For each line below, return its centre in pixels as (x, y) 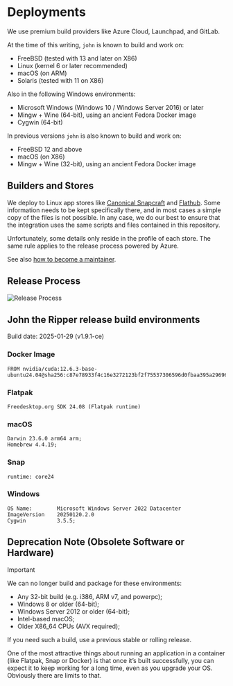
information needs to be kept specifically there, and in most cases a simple (114, 210)
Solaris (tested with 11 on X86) (60, 80)
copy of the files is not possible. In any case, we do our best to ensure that (114, 217)
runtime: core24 (31, 477)
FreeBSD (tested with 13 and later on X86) (77, 58)
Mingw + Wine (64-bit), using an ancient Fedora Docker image (106, 115)
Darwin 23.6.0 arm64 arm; (44, 439)
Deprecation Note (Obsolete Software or (96, 542)
